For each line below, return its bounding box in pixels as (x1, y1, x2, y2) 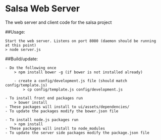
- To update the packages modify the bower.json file (5, 108, 119, 114)
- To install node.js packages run (5, 117, 79, 122)
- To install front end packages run (5, 95, 83, 100)
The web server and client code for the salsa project (5, 19, 112, 25)
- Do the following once (5, 65, 56, 70)
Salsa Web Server (5, 3, 80, 14)
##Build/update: (5, 55, 38, 62)
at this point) (5, 43, 37, 47)
